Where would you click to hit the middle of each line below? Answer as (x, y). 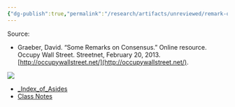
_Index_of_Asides (42, 89)
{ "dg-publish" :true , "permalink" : (56, 14)
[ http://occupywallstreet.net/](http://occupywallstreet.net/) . (103, 62)
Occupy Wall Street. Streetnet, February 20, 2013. (89, 55)
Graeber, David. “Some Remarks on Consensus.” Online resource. (112, 47)
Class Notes (35, 96)
